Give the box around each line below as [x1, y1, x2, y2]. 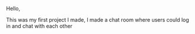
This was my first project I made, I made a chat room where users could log [6, 16, 190, 23]
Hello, [6, 5, 21, 12]
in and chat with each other [6, 23, 72, 29]
